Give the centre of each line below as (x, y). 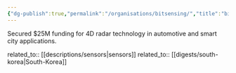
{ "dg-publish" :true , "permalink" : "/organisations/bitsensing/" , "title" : (114, 14)
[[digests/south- (195, 54)
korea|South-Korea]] (37, 62)
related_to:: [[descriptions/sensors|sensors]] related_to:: (88, 54)
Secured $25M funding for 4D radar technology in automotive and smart (112, 33)
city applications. (32, 41)
